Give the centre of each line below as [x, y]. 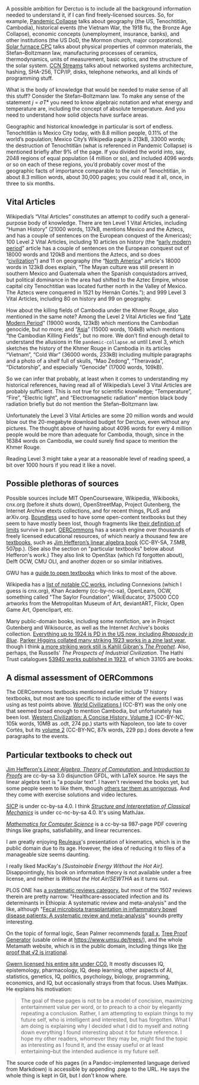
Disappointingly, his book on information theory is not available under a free [99, 873]
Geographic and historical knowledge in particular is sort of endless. [90, 126]
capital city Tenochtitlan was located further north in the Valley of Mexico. [97, 286]
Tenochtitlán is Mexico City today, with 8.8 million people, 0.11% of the [92, 133]
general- [179, 216]
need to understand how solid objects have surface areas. [77, 115]
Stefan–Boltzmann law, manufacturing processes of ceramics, [82, 53]
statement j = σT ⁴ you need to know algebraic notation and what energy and [99, 102]
